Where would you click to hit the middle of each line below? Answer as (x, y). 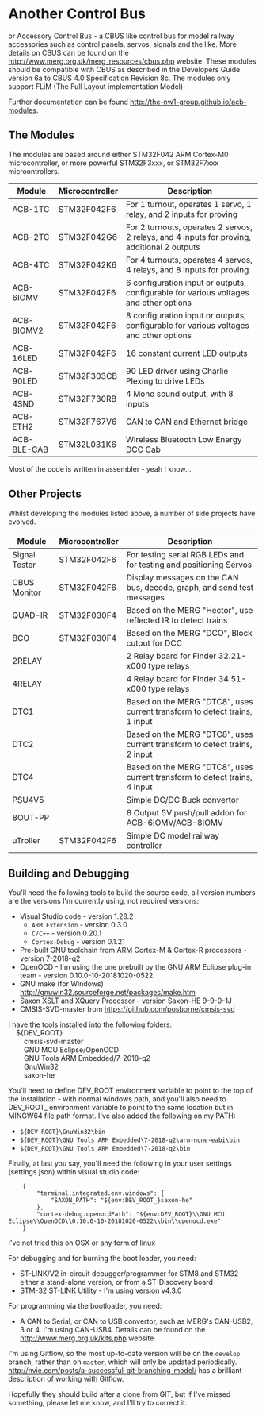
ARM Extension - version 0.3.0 (80, 925)
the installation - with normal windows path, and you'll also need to (118, 1099)
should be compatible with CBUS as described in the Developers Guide (124, 69)
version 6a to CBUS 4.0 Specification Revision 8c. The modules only (120, 78)
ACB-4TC (31, 264)
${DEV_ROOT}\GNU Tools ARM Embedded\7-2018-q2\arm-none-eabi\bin (129, 1140)
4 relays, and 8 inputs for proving (187, 269)
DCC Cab (143, 449)
